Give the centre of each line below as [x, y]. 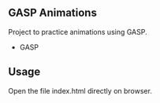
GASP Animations [52, 13]
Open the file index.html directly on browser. [80, 90]
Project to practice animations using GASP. [78, 31]
